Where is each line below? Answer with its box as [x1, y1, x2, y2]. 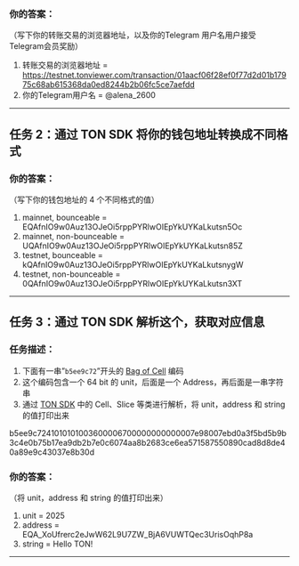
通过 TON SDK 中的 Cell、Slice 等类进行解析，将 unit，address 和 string [21, 399, 286, 409]
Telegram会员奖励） [9, 41, 83, 52]
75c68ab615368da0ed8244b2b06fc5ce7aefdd [21, 79, 196, 90]
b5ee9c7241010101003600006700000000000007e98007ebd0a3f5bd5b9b [9, 427, 287, 438]
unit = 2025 [21, 510, 65, 521]
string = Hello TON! [21, 538, 93, 549]
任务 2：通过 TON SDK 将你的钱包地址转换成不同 [9, 126, 277, 141]
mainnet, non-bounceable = [21, 230, 125, 241]
